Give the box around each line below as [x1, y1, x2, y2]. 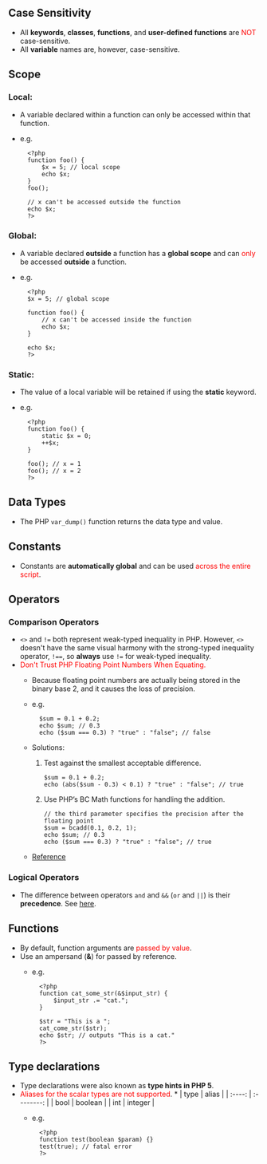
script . [19, 570, 41, 579]
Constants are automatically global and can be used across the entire [19, 561, 251, 570]
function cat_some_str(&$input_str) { [38, 989, 168, 997]
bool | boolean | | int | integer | [55, 1098, 155, 1107]
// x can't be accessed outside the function [27, 198, 181, 206]
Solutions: [31, 743, 65, 752]
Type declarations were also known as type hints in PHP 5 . [19, 1081, 214, 1091]
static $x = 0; [41, 432, 92, 440]
